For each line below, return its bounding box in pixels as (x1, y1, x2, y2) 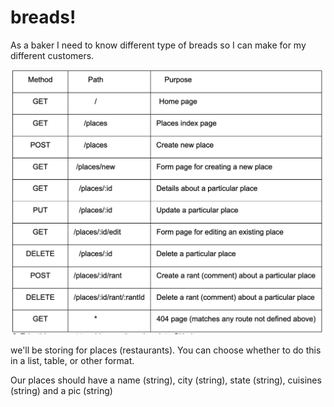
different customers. (10, 49, 95, 61)
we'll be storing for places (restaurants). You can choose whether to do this (10, 344, 322, 356)
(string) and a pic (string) (10, 384, 113, 396)
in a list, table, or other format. (10, 354, 135, 366)
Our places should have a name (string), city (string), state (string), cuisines (10, 374, 322, 386)
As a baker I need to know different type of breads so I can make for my (10, 39, 307, 51)
